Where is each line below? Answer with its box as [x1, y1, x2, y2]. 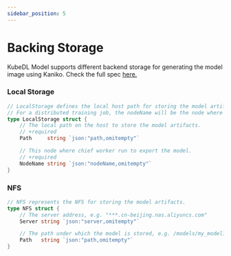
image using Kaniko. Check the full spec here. [7, 70, 137, 78]
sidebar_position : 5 [7, 10, 67, 17]
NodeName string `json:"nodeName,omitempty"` [19, 160, 153, 167]
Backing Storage [7, 39, 104, 55]
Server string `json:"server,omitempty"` [19, 218, 140, 225]
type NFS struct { [7, 205, 60, 212]
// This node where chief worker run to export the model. [19, 148, 192, 155]
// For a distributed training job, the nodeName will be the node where [7, 109, 223, 116]
